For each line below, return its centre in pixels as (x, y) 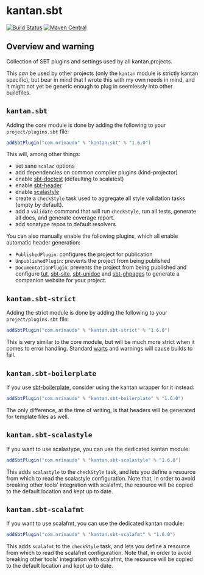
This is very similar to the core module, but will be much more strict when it (100, 342)
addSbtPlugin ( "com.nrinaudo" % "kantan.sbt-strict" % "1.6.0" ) (88, 330)
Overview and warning (50, 47)
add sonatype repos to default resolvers (65, 224)
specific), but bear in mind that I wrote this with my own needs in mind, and (100, 79)
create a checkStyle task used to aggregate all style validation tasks (100, 198)
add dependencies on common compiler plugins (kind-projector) (96, 173)
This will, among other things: (44, 154)
